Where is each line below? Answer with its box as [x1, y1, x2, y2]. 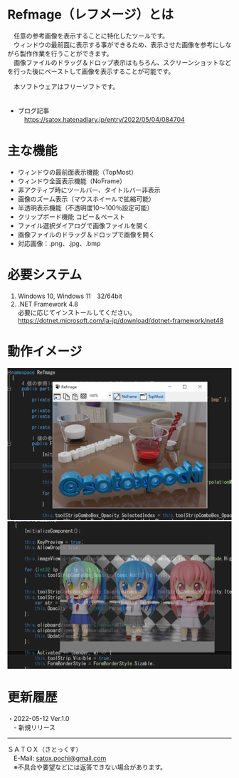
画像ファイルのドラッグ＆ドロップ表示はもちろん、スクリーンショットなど [13, 58, 232, 66]
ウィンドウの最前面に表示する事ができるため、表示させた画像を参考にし [13, 40, 225, 48]
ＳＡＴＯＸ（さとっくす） [7, 744, 83, 753]
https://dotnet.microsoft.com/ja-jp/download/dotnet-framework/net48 [17, 316, 224, 324]
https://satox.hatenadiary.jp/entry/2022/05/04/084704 [23, 115, 185, 123]
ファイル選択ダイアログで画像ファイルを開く [17, 221, 149, 230]
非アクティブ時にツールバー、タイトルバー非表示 [17, 185, 161, 194]
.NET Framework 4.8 [17, 300, 78, 308]
